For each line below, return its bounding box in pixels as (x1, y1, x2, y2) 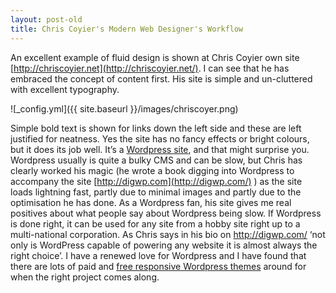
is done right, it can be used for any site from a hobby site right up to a (10, 217, 301, 230)
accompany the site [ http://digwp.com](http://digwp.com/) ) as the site (10, 175, 303, 187)
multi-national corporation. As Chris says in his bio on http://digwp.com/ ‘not (10, 228, 326, 240)
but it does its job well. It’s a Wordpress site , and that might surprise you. (10, 143, 310, 155)
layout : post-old (10, 14, 83, 25)
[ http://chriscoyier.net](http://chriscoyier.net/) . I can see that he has (10, 62, 290, 74)
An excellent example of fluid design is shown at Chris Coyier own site (10, 51, 300, 63)
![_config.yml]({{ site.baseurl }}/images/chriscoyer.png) (10, 102, 239, 115)
